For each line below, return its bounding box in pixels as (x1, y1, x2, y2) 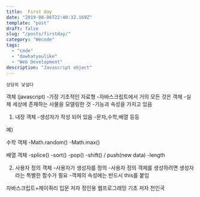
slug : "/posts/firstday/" (6, 31, 71, 37)
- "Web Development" (11, 59, 63, 65)
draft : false (6, 25, 39, 32)
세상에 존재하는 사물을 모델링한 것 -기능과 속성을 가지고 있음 (12, 101, 153, 108)
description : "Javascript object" (6, 64, 93, 71)
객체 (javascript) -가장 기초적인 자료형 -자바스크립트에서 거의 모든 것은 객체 (6, 93, 183, 101)
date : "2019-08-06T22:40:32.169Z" (6, 14, 93, 20)
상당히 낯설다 (6, 82, 34, 88)
